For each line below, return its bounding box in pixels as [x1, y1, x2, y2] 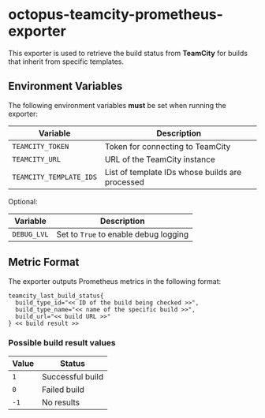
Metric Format [8, 256, 80, 269]
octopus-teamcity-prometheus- [8, 6, 223, 24]
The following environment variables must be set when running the [8, 100, 226, 110]
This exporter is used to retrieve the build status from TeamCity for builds [8, 48, 248, 58]
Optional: [8, 196, 38, 206]
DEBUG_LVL [12, 230, 49, 238]
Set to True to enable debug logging [56, 229, 189, 240]
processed [104, 176, 144, 187]
